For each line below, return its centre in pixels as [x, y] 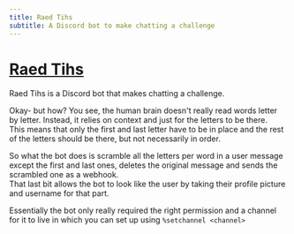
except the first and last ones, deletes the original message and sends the [143, 165]
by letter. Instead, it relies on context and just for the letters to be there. [138, 120]
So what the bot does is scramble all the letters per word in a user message [147, 156]
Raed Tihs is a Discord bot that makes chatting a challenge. [117, 94]
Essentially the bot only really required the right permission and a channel [143, 211]
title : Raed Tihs [41, 17]
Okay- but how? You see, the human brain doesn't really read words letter [143, 110]
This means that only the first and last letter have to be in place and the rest [147, 130]
